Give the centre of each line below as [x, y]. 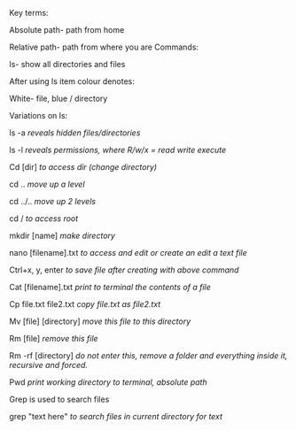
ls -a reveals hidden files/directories [75, 133]
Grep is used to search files [59, 399]
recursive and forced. [49, 365]
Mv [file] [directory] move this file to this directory [100, 321]
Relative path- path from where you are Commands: [104, 47]
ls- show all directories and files [67, 64]
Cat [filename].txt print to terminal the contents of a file [110, 287]
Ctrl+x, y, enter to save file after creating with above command [124, 270]
